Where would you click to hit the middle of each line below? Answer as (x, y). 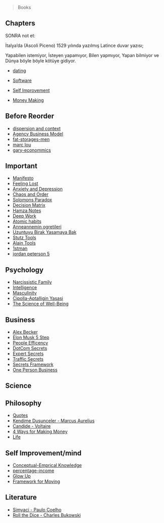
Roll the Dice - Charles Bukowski (47, 515)
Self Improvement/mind (44, 453)
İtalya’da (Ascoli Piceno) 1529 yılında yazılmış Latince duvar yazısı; (74, 45)
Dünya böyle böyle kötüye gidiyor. (40, 61)
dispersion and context (36, 128)
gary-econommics (32, 150)
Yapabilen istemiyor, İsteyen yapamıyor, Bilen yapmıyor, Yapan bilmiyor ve (82, 55)
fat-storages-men (31, 139)
